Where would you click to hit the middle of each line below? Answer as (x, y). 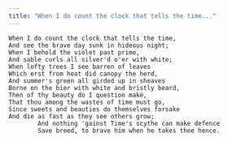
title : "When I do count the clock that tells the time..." (113, 16)
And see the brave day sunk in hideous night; (89, 45)
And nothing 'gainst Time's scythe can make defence (129, 123)
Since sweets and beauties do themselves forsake (94, 109)
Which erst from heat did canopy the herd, (83, 74)
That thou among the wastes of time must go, (87, 102)
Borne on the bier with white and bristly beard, (94, 88)
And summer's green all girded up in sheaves (87, 81)
